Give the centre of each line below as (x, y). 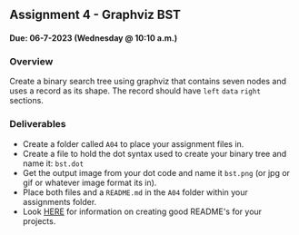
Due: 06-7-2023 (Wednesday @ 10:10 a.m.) (94, 38)
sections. (26, 101)
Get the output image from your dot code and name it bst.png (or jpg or (156, 172)
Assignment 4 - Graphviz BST (95, 15)
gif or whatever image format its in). (90, 182)
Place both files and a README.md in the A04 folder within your (135, 192)
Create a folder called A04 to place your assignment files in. (133, 143)
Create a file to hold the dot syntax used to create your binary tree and (154, 153)
